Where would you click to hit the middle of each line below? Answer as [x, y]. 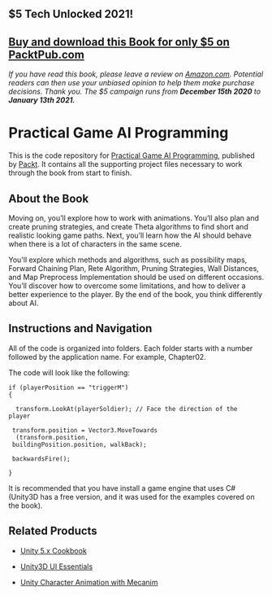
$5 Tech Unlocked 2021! [71, 14]
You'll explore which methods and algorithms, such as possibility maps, [128, 260]
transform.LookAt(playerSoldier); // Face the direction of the [127, 409]
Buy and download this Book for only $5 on [119, 42]
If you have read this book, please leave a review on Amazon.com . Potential [136, 74]
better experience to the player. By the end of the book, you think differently [135, 294]
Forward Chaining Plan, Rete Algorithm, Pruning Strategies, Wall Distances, [134, 268]
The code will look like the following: [69, 372]
